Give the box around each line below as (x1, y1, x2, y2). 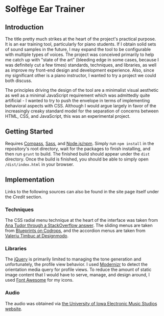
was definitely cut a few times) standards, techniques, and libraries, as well (5, 62, 157, 68)
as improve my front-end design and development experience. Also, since (5, 67, 155, 73)
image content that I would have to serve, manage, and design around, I (5, 272, 150, 278)
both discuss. (5, 78, 33, 83)
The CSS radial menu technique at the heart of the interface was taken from (5, 217, 158, 223)
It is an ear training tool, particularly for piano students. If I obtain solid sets (5, 41, 157, 47)
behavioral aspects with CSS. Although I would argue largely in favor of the (5, 103, 157, 108)
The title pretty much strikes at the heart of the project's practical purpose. (5, 36, 156, 42)
